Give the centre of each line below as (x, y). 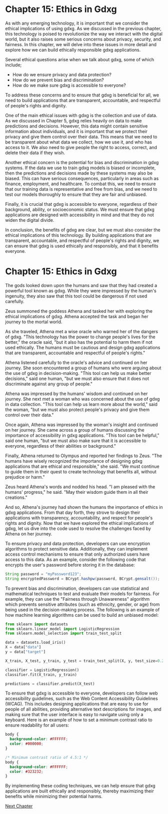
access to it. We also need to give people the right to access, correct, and (81, 147)
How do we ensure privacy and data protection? (62, 74)
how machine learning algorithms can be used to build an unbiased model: (82, 615)
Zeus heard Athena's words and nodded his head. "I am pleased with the (80, 487)
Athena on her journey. (29, 533)
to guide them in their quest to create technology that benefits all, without (81, 471)
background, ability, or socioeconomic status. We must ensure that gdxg (80, 209)
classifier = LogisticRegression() (42, 670)
